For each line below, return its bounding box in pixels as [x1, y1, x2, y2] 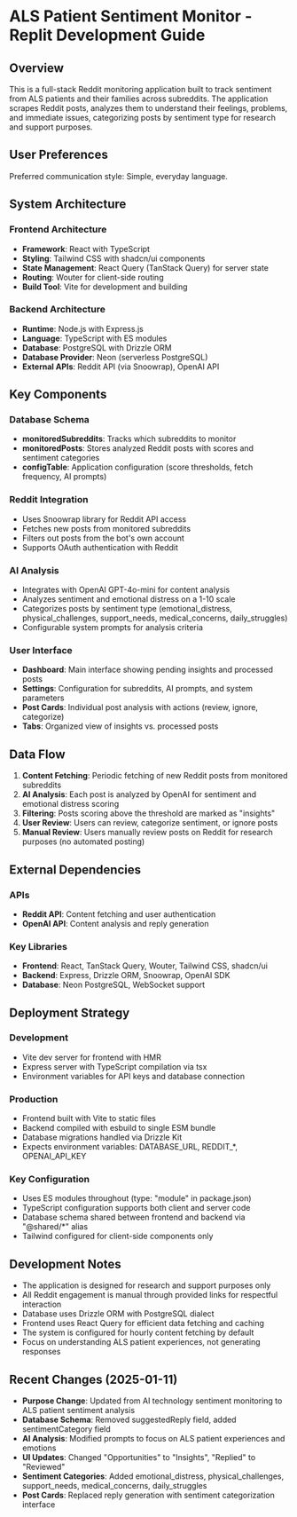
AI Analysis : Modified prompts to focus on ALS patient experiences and [21, 1434, 285, 1444]
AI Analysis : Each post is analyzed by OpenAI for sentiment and [21, 789, 257, 800]
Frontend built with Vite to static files [21, 1113, 157, 1124]
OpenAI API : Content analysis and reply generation [21, 918, 209, 928]
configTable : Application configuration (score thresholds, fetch [21, 462, 254, 472]
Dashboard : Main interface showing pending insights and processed [21, 664, 273, 676]
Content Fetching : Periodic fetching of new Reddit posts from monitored [21, 770, 288, 781]
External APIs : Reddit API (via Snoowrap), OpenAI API [21, 361, 220, 372]
